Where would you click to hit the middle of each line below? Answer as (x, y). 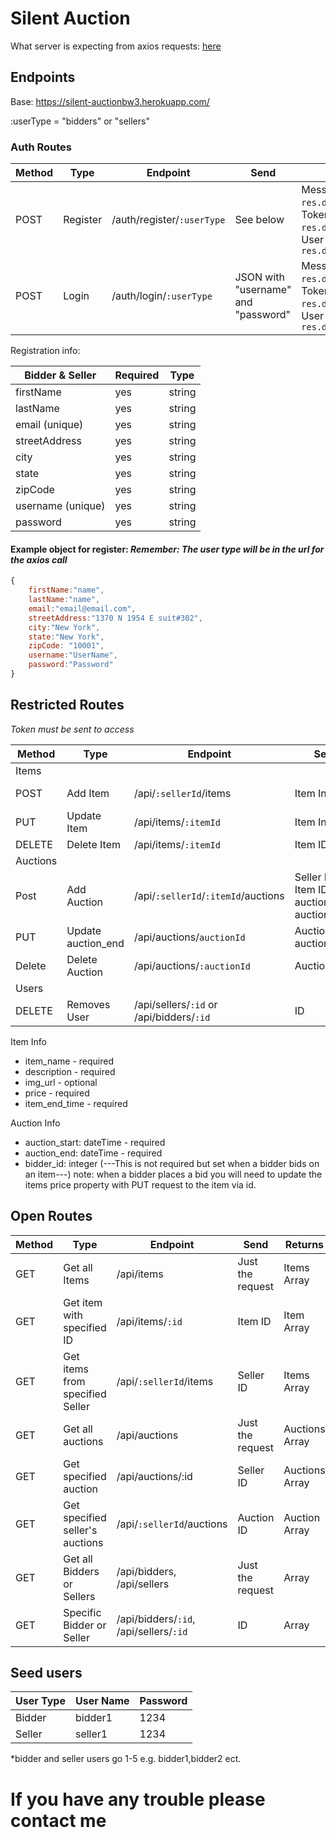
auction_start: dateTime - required (95, 1142)
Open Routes (51, 1216)
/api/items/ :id (149, 1321)
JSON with (260, 277)
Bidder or (85, 1625)
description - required (70, 1071)
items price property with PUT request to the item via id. (140, 1184)
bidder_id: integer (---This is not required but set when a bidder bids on (172, 1163)
